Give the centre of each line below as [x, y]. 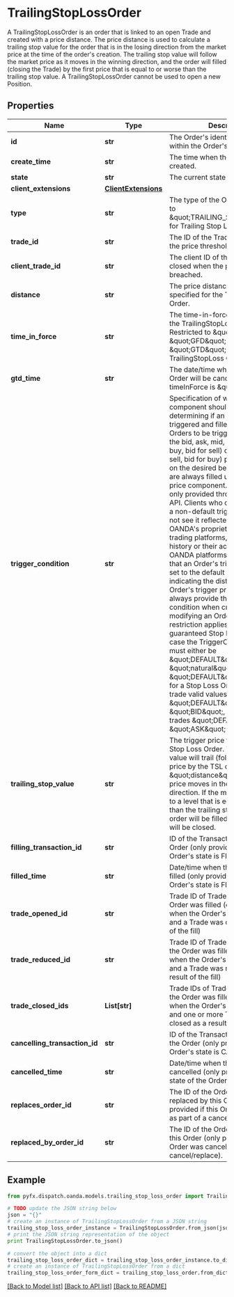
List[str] [118, 1005]
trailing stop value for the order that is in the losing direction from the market [117, 47]
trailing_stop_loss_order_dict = [56, 1260]
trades [180, 720]
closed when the [197, 266]
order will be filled [199, 818]
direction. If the [194, 792]
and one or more [196, 1014]
